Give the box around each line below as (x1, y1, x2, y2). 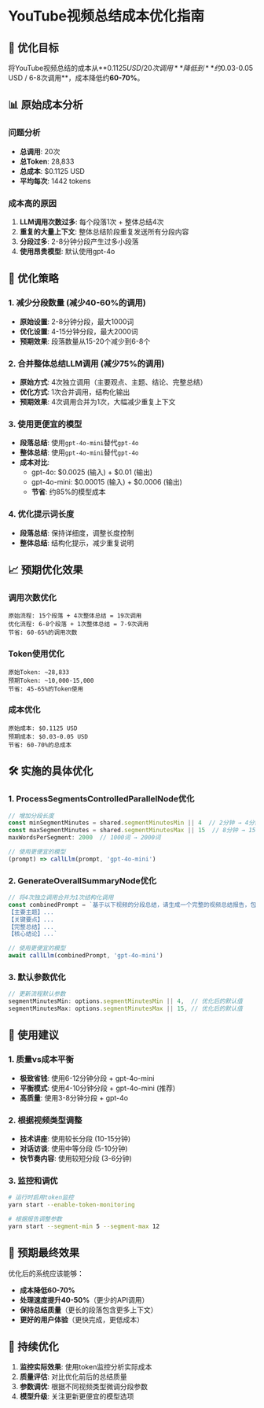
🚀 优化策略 (8, 272, 59, 286)
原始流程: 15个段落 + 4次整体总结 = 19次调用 (8, 612, 142, 620)
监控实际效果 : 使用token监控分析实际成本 (19, 1362, 152, 1372)
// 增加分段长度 (8, 812, 54, 820)
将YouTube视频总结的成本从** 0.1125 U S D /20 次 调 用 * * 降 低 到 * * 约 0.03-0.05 (8, 64, 254, 72)
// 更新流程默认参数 (8, 990, 66, 998)
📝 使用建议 (8, 1028, 59, 1042)
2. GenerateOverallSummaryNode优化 (8, 875, 157, 886)
